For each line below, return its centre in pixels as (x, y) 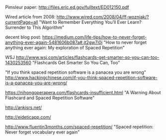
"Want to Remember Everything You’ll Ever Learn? (90, 22)
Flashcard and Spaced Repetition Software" (50, 98)
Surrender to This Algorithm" (35, 27)
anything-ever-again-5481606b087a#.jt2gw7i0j (54, 42)
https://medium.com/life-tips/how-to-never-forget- (94, 37)
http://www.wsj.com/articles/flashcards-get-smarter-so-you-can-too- (88, 57)
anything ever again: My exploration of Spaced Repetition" (65, 48)
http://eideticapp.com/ (28, 117)
